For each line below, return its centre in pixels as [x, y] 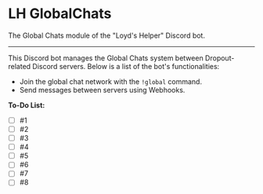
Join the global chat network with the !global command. [110, 81]
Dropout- [220, 58]
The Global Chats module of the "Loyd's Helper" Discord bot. [107, 35]
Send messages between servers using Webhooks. [102, 90]
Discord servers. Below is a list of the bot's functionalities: [126, 66]
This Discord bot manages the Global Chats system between [106, 58]
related [20, 66]
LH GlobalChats [60, 14]
